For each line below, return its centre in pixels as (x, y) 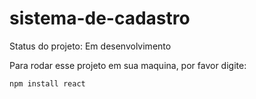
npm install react (47, 83)
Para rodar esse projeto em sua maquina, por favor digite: (128, 65)
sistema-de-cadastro (100, 18)
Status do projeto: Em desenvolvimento (90, 46)
